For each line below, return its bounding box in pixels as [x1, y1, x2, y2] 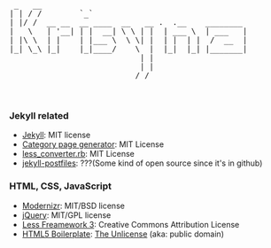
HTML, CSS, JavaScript [9, 180, 112, 192]
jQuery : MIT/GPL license [21, 209, 112, 221]
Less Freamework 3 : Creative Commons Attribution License [21, 219, 240, 229]
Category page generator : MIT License [21, 139, 165, 150]
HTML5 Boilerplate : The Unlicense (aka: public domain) [21, 229, 224, 239]
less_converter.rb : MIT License [21, 149, 135, 159]
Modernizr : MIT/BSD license [21, 200, 126, 211]
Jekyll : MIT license [21, 129, 91, 141]
